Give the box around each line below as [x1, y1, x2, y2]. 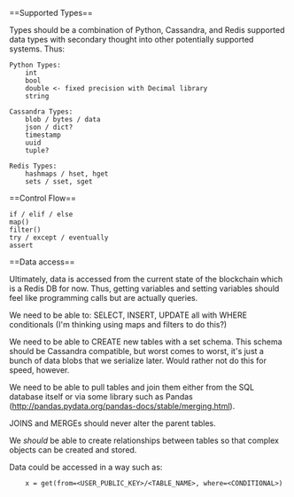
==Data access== [9, 256, 75, 267]
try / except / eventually [9, 233, 109, 242]
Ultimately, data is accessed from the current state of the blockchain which [9, 274, 283, 284]
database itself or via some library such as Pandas [9, 391, 193, 402]
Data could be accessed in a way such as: [9, 461, 163, 472]
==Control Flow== [9, 193, 77, 203]
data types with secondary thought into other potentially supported [9, 35, 254, 44]
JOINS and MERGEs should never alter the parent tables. [9, 418, 217, 429]
